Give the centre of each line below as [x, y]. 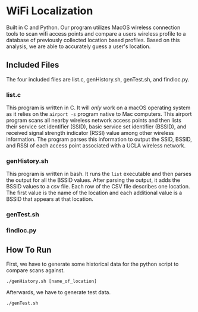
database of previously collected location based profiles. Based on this [93, 40]
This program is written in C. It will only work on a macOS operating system [98, 108]
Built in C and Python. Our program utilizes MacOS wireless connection [93, 27]
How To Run [29, 250]
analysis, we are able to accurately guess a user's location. [78, 46]
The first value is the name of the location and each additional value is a [94, 193]
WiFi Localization [50, 11]
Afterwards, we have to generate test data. [59, 292]
